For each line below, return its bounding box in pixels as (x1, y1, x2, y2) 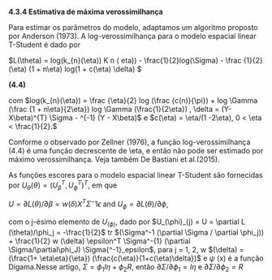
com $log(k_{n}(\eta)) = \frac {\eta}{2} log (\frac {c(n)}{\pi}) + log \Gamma (8, 96, 258, 105)
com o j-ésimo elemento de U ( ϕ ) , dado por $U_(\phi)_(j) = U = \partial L (8, 217, 246, 228)
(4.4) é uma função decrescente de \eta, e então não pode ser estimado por (8, 146, 264, 155)
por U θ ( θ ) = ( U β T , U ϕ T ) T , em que (8, 179, 118, 192)
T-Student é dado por (8, 40, 81, 50)
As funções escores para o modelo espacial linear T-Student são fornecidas (8, 170, 263, 179)
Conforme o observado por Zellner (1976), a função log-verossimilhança (8, 137, 251, 147)
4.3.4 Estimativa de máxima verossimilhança (8, 7, 164, 16)
